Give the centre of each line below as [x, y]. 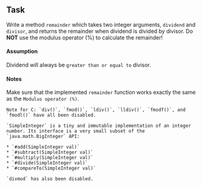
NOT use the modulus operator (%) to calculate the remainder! [84, 37]
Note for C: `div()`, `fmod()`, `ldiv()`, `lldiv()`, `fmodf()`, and [96, 110]
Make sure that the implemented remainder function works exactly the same [101, 92]
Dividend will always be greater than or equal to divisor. [79, 65]
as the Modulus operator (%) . [43, 99]
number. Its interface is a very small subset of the [76, 131]
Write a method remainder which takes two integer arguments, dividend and [101, 24]
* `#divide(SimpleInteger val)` [47, 163]
